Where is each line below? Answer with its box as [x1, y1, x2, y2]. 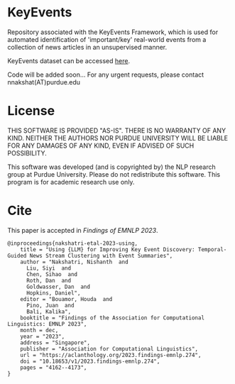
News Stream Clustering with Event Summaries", [29, 252, 173, 259]
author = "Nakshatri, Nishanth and [20, 258, 129, 265]
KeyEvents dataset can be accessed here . [7, 56, 130, 65]
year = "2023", [20, 333, 65, 340]
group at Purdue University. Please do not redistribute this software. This [7, 170, 221, 178]
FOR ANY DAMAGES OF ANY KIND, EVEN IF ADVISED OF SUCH [7, 141, 195, 150]
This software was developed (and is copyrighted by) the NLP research [7, 163, 217, 171]
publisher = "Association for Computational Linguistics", [20, 345, 199, 352]
